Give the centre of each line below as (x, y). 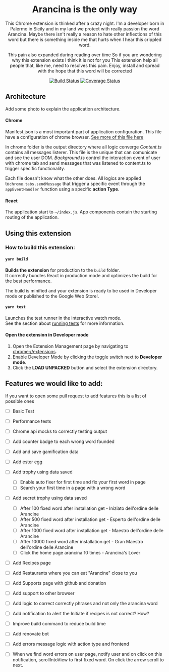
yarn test (16, 307)
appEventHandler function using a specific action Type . (62, 189)
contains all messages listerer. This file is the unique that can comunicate (81, 152)
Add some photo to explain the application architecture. (63, 109)
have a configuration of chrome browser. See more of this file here (74, 137)
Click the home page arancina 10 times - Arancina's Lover (80, 552)
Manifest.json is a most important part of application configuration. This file (83, 132)
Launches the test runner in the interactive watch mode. (64, 318)
